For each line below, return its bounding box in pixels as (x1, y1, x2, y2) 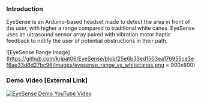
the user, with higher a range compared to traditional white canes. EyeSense (6, 24, 195, 32)
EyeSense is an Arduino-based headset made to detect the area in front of (6, 18, 190, 26)
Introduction (6, 5, 43, 13)
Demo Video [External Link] (6, 76, 88, 85)
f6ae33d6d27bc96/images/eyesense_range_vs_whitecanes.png (6, 61, 165, 68)
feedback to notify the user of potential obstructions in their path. (6, 38, 168, 45)
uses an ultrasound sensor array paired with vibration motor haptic (6, 31, 171, 38)
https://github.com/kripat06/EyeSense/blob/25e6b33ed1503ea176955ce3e (8, 55, 194, 63)
